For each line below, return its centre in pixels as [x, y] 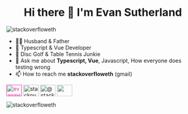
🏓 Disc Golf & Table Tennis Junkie [58, 54]
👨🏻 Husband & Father [42, 41]
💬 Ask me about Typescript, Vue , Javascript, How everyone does [98, 60]
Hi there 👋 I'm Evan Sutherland [103, 12]
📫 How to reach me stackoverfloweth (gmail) [74, 74]
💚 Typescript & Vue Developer [53, 48]
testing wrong [33, 67]
